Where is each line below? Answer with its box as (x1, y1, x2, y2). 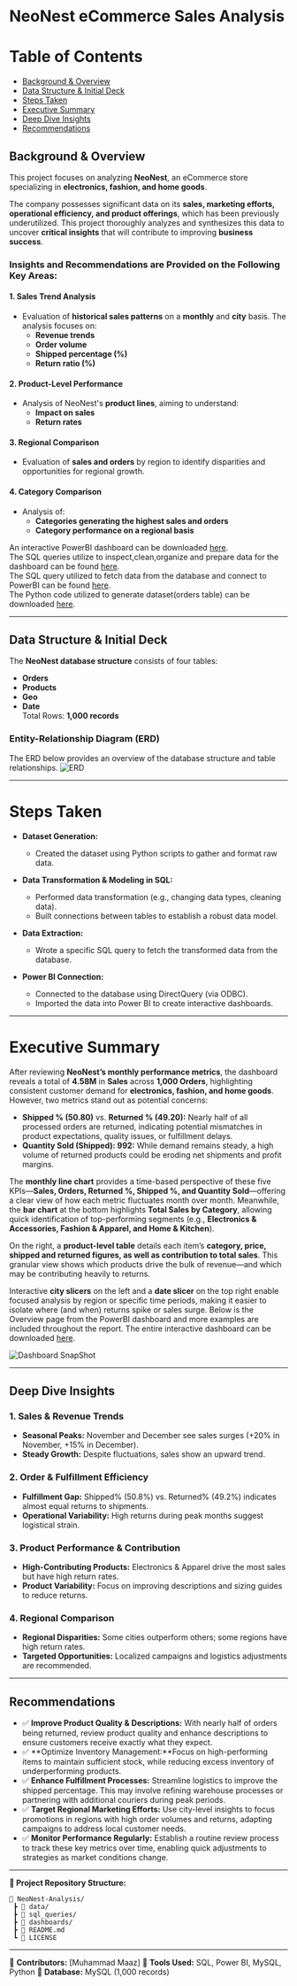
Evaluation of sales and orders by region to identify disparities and (21, 457, 266, 467)
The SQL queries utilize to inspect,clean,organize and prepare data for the (9, 551, 279, 562)
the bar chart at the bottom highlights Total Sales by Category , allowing (9, 1204, 272, 1214)
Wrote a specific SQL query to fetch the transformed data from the (34, 944, 278, 955)
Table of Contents (9, 47, 143, 67)
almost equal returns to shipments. (21, 1500, 148, 1511)
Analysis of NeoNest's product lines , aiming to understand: (21, 398, 240, 409)
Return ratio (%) (34, 358, 95, 369)
